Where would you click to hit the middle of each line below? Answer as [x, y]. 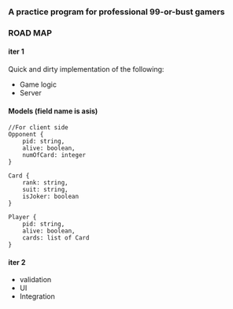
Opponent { [26, 135]
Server [30, 93]
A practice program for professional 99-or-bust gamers [116, 12]
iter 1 [17, 52]
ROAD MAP [30, 32]
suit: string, [45, 190]
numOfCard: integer [54, 155]
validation [35, 280]
